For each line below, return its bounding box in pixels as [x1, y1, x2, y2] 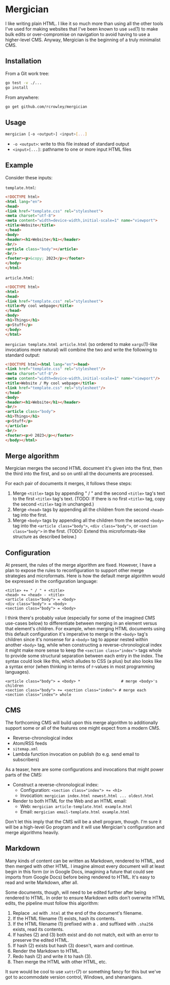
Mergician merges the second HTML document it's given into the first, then [5, 465, 162, 471]
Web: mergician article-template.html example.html [20, 803, 133, 809]
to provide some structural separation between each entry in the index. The [5, 653, 163, 658]
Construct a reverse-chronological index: [12, 781, 99, 788]
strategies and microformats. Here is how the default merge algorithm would [5, 573, 165, 579]
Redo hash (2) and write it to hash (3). [12, 953, 92, 959]
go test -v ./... [5, 80, 42, 85]
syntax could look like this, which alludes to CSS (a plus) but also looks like [5, 658, 162, 664]
